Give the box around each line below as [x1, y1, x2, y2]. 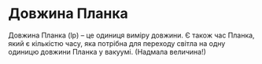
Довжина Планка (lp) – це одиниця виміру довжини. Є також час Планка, [8, 30, 255, 40]
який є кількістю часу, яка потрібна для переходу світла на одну [8, 38, 226, 48]
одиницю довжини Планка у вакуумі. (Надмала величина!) [8, 47, 207, 56]
